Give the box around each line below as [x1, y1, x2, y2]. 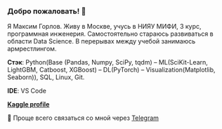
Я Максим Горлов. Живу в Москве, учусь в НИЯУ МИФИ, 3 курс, [7, 22, 202, 31]
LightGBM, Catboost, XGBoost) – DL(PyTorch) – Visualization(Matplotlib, [7, 66, 216, 74]
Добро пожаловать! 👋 [7, 6, 86, 16]
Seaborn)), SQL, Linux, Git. [7, 73, 85, 81]
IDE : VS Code [7, 87, 47, 95]
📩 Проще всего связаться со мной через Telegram [7, 114, 159, 122]
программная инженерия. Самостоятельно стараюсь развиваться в [7, 29, 214, 38]
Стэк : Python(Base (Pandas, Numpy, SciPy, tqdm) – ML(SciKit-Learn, [7, 58, 209, 67]
